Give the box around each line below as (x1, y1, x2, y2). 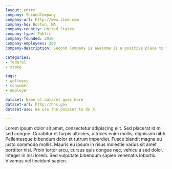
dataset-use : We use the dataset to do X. (5, 107, 97, 112)
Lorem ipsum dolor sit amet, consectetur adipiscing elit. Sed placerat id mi (5, 125, 162, 131)
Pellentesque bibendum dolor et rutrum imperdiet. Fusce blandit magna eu (5, 136, 162, 142)
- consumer (5, 83, 29, 89)
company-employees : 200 (5, 41, 56, 46)
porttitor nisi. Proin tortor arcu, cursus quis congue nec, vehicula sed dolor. (5, 147, 164, 153)
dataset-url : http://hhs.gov (5, 102, 68, 107)
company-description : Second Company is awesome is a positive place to (5, 46, 164, 51)
